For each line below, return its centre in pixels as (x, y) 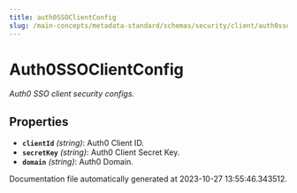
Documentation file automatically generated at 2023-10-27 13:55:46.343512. (148, 179)
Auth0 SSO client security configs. (72, 94)
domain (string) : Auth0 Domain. (78, 162)
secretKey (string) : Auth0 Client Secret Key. (101, 152)
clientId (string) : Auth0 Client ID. (83, 143)
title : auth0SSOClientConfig (63, 17)
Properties (39, 122)
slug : (19, 26)
